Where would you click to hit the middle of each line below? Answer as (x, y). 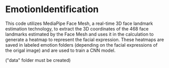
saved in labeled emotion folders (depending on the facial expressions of (81, 45)
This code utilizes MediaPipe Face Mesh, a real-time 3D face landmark (79, 23)
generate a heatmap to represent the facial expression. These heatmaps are (84, 40)
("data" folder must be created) (38, 60)
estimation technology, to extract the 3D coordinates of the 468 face (77, 28)
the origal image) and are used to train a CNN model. (60, 50)
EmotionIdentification (52, 9)
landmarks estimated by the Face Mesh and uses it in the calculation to (79, 34)
